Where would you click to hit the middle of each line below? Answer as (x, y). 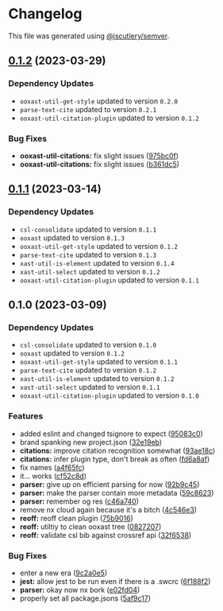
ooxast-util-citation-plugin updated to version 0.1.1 (110, 280)
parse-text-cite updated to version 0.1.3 (88, 255)
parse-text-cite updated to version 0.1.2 (88, 370)
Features (26, 416)
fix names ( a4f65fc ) (52, 467)
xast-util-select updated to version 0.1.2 (90, 271)
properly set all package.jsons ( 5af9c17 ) (85, 598)
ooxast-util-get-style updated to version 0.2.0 (99, 101)
